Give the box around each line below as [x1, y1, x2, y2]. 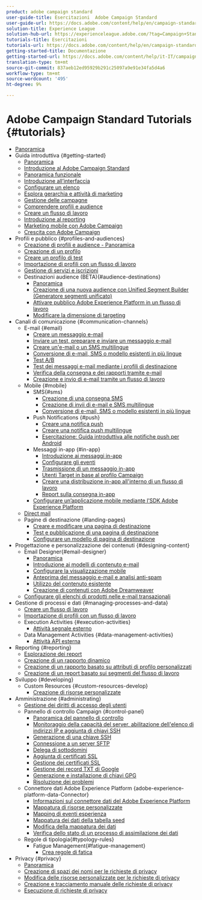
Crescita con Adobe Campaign [23, 228, 100, 235]
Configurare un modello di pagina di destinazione [32, 535, 155, 542]
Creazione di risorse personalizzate [32, 688, 121, 695]
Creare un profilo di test [23, 254, 83, 261]
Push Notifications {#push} [32, 413, 100, 421]
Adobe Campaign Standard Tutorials [6, 112, 192, 126]
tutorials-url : [6, 43, 44, 49]
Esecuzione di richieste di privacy [23, 887, 108, 894]
